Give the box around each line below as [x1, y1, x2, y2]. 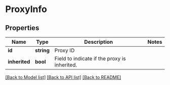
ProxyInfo [5, 4, 47, 15]
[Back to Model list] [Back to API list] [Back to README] [5, 74, 121, 80]
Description [84, 39, 113, 45]
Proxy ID [54, 47, 75, 54]
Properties [5, 24, 39, 32]
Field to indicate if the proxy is [54, 55, 126, 62]
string [35, 47, 50, 54]
